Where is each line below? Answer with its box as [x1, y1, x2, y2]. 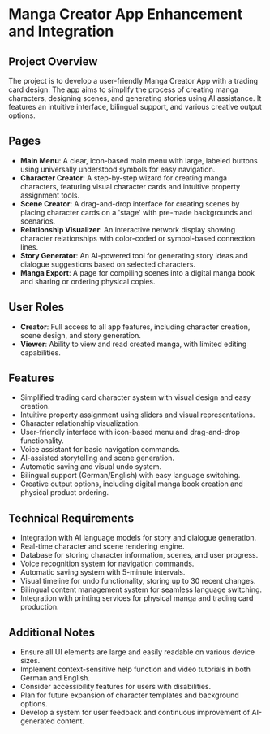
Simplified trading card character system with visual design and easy [19, 393, 251, 402]
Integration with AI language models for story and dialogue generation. [19, 533, 257, 543]
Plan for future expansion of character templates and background [19, 690, 239, 700]
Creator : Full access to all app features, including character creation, [19, 322, 251, 332]
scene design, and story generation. [19, 330, 142, 340]
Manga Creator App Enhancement [8, 5, 243, 24]
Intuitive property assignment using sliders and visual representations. [19, 410, 255, 419]
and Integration [8, 22, 114, 41]
